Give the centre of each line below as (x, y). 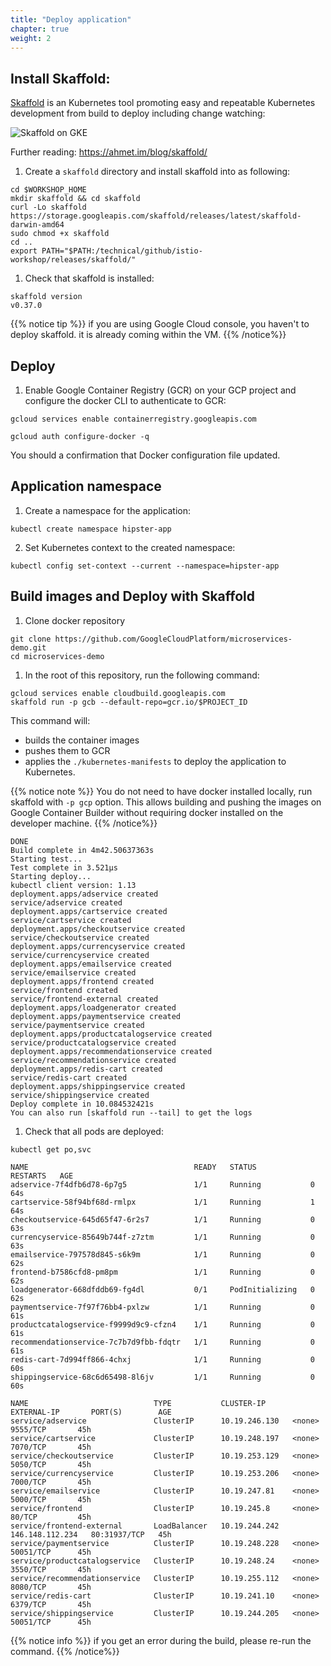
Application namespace (86, 486)
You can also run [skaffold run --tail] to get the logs (131, 1112)
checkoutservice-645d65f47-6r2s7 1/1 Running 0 (162, 1219)
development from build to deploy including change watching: (138, 113)
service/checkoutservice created (80, 937)
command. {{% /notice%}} (65, 1651)
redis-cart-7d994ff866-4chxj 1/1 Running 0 (162, 1359)
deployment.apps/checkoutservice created (98, 929)
